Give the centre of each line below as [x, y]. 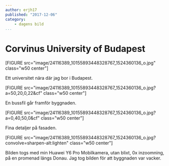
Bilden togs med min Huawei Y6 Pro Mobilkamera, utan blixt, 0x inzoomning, [85, 153]
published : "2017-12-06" [31, 15]
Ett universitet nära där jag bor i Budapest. [49, 78]
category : [16, 19]
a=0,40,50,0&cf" [22, 118]
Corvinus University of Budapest [75, 49]
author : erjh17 [21, 10]
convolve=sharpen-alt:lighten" [37, 143]
